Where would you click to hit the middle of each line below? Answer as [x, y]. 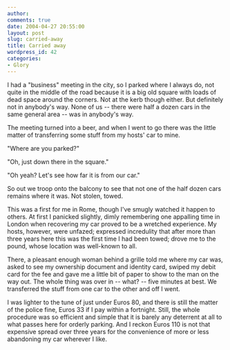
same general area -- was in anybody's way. [70, 114]
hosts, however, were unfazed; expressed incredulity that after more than [112, 231]
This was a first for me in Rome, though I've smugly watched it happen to [111, 209]
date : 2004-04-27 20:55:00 [46, 26]
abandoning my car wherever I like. [57, 339]
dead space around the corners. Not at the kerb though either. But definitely [115, 99]
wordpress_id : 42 [32, 53]
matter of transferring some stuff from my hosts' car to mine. [94, 135]
